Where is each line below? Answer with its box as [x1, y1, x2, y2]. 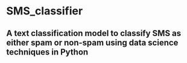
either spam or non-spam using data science [6, 37, 179, 47]
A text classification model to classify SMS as [6, 28, 182, 38]
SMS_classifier [6, 4, 83, 18]
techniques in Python [6, 47, 89, 57]
